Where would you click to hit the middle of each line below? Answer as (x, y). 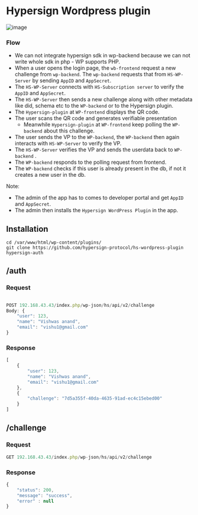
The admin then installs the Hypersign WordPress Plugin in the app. (96, 210)
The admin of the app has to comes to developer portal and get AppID (99, 198)
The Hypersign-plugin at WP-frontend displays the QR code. (87, 112)
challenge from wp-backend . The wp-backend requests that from (90, 75)
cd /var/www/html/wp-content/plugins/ (54, 243)
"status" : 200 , (35, 490)
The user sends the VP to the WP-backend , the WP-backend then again (97, 137)
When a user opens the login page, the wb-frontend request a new (95, 68)
